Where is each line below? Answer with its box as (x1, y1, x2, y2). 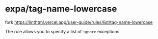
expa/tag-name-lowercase (5, 3, 117, 14)
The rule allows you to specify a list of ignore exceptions (5, 28, 120, 34)
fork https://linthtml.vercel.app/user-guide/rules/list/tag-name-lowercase (5, 19, 153, 25)
